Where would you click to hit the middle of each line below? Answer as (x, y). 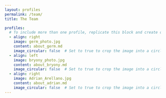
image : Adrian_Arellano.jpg (42, 79)
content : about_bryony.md (40, 65)
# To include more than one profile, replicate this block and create (83, 33)
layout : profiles (23, 10)
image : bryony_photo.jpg (39, 60)
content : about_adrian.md (40, 83)
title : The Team (21, 19)
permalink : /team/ (24, 14)
